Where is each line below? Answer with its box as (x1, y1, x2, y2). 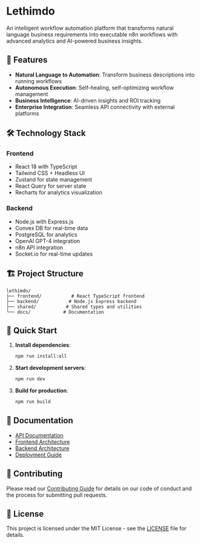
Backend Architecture (15, 445, 70, 452)
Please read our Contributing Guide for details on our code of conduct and (6, 485, 192, 492)
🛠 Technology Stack (6, 128, 86, 138)
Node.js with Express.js (15, 217, 74, 225)
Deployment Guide (15, 451, 62, 458)
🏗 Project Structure (6, 268, 84, 279)
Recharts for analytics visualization (15, 189, 103, 196)
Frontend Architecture (15, 438, 70, 445)
